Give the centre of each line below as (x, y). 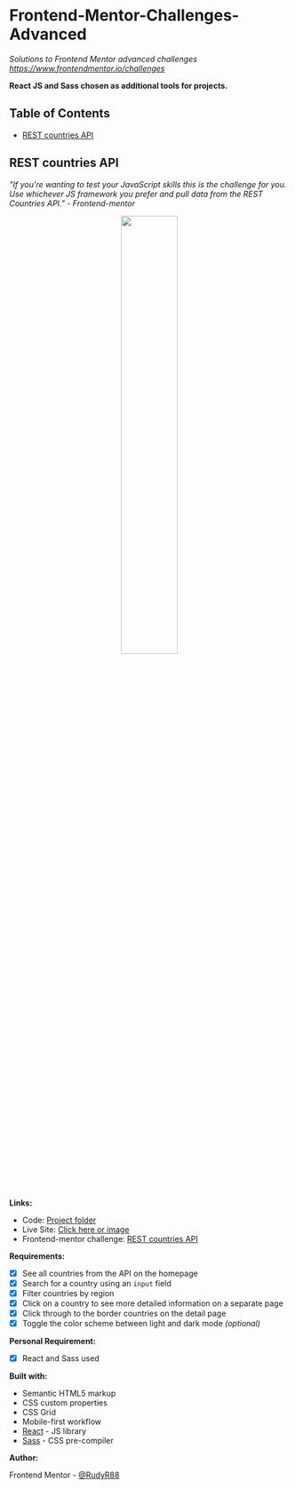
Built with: (28, 1376)
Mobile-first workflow (62, 1421)
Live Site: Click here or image (76, 1229)
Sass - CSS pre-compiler (68, 1441)
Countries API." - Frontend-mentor (72, 203)
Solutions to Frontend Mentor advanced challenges (104, 59)
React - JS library (54, 1431)
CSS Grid (39, 1412)
